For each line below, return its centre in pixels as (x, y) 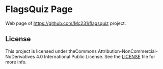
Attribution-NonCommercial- (128, 51)
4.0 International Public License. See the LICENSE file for (96, 56)
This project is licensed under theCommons (51, 51)
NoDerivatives (20, 56)
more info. (16, 62)
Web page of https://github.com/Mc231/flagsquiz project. (66, 23)
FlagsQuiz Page (39, 9)
